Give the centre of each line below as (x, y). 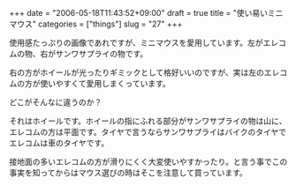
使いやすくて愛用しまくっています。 (105, 83)
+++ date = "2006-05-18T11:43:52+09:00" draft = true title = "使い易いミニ (146, 13)
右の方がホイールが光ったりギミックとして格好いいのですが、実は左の (137, 72)
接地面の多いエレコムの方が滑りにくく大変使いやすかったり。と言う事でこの (148, 162)
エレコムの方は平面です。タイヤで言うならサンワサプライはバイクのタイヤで (148, 132)
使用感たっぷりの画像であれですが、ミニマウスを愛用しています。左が (136, 43)
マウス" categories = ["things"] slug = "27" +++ (96, 24)
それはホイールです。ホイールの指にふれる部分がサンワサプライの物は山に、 (148, 121)
